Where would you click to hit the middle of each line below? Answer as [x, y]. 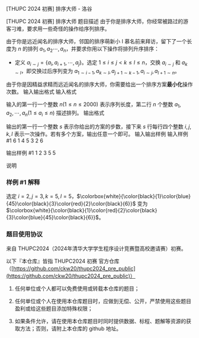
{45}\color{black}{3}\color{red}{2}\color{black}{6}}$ [71, 204]
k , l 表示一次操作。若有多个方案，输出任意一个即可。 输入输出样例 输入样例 [97, 134]
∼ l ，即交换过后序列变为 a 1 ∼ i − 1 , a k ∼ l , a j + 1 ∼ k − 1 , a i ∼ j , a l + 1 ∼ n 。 [97, 71]
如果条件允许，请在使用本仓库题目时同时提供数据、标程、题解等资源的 [100, 321]
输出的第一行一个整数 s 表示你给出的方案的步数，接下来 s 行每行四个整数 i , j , [99, 126]
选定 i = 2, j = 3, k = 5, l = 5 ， [41, 196]
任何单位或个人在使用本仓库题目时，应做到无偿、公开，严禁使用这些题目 [103, 301]
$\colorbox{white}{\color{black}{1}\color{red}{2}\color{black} [82, 211]
